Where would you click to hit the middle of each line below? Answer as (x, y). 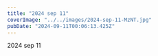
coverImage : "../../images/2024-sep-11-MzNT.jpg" (80, 20)
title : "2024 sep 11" (38, 13)
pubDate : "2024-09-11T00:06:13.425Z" (61, 26)
